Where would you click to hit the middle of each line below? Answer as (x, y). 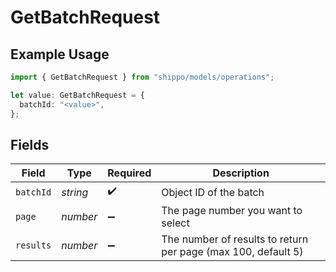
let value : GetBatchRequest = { (77, 95)
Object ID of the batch (213, 192)
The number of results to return (235, 239)
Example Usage (60, 54)
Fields (30, 144)
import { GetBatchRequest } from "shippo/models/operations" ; (142, 77)
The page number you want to (232, 211)
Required (129, 173)
